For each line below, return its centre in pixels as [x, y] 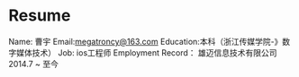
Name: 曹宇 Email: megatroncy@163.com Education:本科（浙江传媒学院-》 [145, 41]
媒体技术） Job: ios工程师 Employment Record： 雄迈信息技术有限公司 [146, 52]
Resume [40, 16]
